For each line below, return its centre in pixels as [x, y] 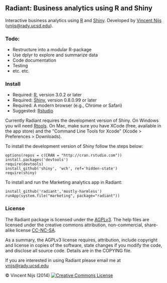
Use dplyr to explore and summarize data [55, 55]
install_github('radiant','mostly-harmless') [53, 192]
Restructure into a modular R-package [52, 50]
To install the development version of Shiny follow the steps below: [74, 146]
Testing [20, 66]
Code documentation [34, 60]
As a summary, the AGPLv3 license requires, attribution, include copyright [81, 240]
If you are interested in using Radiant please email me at [63, 260]
